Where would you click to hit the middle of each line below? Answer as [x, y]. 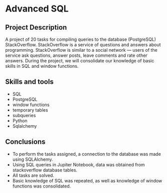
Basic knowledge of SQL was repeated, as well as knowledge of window [87, 180]
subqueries [24, 115]
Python [20, 121]
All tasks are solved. [33, 175]
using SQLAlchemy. [33, 159]
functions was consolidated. [42, 186]
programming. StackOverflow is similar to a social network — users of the [81, 50]
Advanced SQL [37, 9]
